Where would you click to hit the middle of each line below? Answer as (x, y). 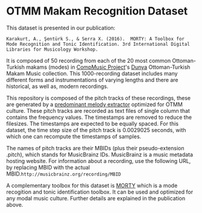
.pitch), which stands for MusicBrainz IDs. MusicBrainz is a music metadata (100, 154)
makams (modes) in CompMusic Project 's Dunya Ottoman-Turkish (108, 67)
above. (15, 205)
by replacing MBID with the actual (48, 167)
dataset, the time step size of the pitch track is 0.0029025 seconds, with (96, 130)
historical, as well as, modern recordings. (57, 86)
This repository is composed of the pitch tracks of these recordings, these (99, 98)
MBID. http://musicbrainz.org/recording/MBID (64, 174)
